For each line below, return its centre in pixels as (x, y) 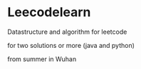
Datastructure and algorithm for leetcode (67, 32)
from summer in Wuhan (42, 59)
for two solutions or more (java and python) (71, 45)
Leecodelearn (49, 12)
